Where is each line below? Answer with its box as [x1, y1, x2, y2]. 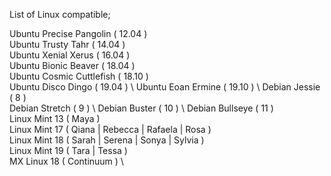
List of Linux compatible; [9, 9, 111, 20]
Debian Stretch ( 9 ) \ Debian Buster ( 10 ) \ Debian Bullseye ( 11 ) [9, 102, 274, 114]
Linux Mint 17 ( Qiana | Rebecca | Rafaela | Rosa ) [9, 124, 212, 135]
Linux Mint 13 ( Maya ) [9, 113, 101, 124]
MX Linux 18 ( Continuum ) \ [9, 155, 124, 167]
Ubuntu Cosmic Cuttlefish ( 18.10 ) [9, 70, 149, 82]
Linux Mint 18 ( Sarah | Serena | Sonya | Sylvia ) [9, 134, 205, 146]
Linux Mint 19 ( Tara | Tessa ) [9, 145, 128, 156]
